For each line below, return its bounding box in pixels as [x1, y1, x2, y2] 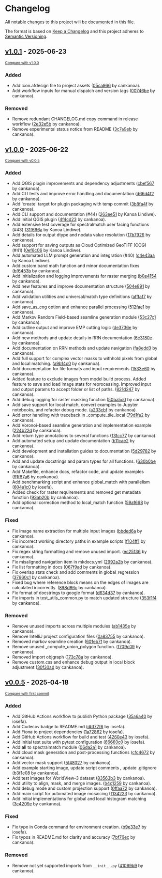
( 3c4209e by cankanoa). [12, 801, 62, 807]
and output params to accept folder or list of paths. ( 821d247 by [12, 386, 140, 392]
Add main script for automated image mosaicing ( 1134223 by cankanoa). [12, 791, 157, 797]
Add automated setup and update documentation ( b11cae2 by [12, 438, 135, 444]
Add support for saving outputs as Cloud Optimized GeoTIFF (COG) [12, 242, 147, 248]
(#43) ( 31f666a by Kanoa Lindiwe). [12, 227, 82, 233]
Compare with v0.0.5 [5, 158, 40, 163]
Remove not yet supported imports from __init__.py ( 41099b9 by [12, 862, 144, 868]
